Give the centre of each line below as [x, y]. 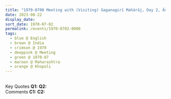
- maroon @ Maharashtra [35, 62]
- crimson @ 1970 [28, 48]
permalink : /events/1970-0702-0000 [43, 29]
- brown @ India [27, 43]
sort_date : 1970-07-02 [29, 24]
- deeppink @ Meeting [33, 52]
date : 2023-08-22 [24, 15]
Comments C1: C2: [25, 92]
